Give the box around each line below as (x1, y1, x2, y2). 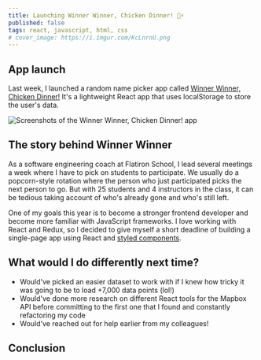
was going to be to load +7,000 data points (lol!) (19, 285, 175, 295)
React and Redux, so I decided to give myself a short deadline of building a (8, 225, 251, 234)
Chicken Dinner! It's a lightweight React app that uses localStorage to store (8, 92, 252, 102)
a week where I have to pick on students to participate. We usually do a (8, 167, 240, 177)
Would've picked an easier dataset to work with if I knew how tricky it (19, 276, 245, 286)
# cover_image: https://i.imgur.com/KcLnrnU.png (8, 33, 171, 42)
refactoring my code (19, 310, 86, 320)
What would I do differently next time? (8, 256, 199, 269)
